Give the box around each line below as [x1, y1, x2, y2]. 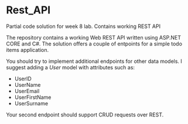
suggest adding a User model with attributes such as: [6, 63, 135, 70]
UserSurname [14, 100, 49, 107]
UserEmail [14, 87, 40, 94]
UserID [14, 75, 32, 82]
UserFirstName [14, 94, 52, 101]
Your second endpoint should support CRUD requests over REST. [6, 111, 164, 118]
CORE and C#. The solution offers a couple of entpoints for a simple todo [6, 40, 183, 47]
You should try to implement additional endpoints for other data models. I [6, 58, 183, 65]
